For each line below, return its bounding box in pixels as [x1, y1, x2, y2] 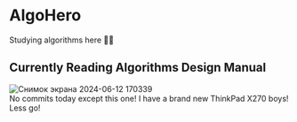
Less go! [9, 103, 41, 113]
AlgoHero [9, 5, 82, 26]
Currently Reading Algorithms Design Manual [9, 60, 267, 75]
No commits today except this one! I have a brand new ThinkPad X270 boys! [9, 93, 289, 103]
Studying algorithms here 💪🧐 [9, 34, 114, 45]
